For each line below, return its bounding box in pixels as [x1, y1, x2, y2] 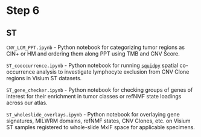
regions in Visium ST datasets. [6, 75, 82, 81]
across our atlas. [6, 99, 48, 106]
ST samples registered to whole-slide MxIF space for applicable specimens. [6, 124, 195, 130]
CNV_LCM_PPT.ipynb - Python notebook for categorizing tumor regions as [6, 43, 185, 51]
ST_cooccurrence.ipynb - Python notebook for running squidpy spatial [6, 62, 179, 69]
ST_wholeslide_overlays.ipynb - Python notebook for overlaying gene [6, 111, 180, 118]
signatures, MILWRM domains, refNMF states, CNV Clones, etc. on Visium [6, 117, 191, 124]
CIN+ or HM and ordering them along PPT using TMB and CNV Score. [6, 50, 180, 57]
